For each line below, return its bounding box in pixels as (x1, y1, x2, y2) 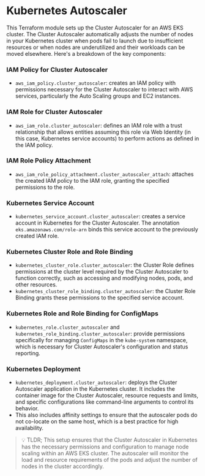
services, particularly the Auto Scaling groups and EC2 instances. (15, 93, 181, 100)
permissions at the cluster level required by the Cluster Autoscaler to (15, 268, 188, 275)
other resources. (15, 281, 58, 288)
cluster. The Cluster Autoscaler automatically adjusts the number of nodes (6, 30, 194, 37)
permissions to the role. (15, 183, 75, 191)
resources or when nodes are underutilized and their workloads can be (6, 44, 185, 51)
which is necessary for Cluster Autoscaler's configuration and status (15, 343, 188, 350)
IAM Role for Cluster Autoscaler (6, 108, 103, 117)
